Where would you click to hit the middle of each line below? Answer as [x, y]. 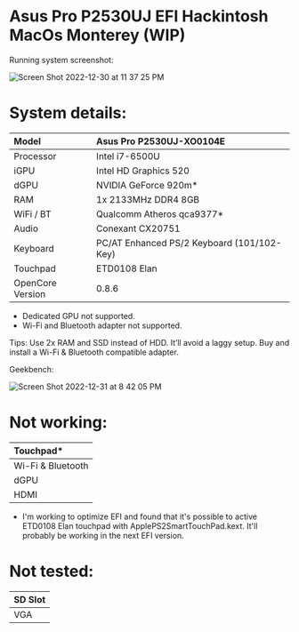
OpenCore [36, 283]
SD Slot [30, 599]
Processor [35, 156]
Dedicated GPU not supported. [78, 316]
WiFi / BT [32, 213]
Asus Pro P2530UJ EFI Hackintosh [139, 16]
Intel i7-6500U [128, 156]
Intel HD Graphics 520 [143, 171]
